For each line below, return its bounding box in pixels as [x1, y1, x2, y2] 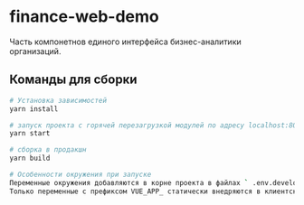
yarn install [9, 104, 59, 114]
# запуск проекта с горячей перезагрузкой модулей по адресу [9, 120, 245, 130]
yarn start [9, 129, 51, 138]
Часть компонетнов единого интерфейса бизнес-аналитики [9, 36, 242, 47]
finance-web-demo [9, 6, 160, 27]
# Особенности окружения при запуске [9, 170, 152, 179]
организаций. [9, 45, 62, 56]
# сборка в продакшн [9, 145, 88, 154]
